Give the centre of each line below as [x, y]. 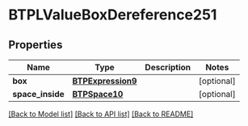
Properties [36, 45]
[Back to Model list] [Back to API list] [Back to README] [101, 114]
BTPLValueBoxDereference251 [113, 15]
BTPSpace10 [98, 94]
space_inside [38, 94]
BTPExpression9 [105, 81]
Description [168, 67]
